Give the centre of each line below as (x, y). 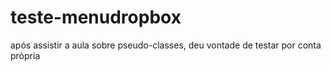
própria (25, 55)
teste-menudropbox (96, 17)
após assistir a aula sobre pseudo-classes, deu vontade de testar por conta (166, 45)
